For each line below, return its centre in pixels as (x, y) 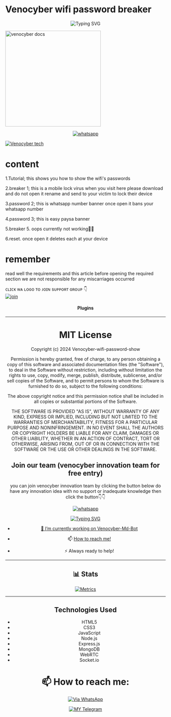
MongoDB (89, 649)
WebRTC (89, 655)
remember (28, 259)
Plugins (85, 308)
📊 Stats (85, 574)
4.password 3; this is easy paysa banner (48, 219)
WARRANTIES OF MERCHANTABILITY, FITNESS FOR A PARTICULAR (85, 422)
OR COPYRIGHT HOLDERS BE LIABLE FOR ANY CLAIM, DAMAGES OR (85, 433)
